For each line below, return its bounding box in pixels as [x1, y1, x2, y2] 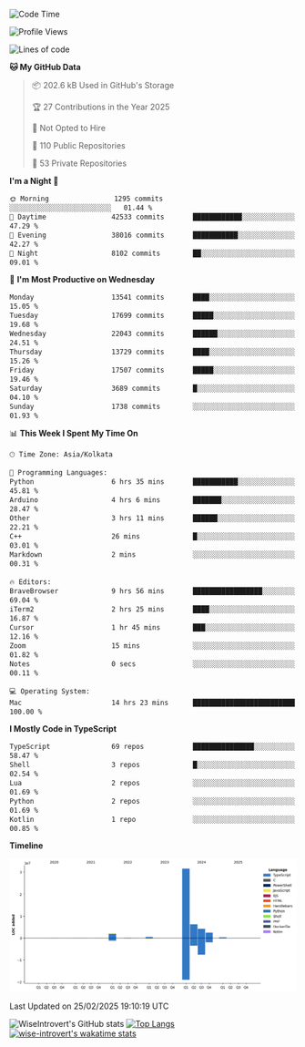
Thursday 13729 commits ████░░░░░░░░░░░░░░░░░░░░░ [9, 347, 296, 356]
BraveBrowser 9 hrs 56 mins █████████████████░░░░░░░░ [9, 587, 296, 596]
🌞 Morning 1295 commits [9, 194, 164, 203]
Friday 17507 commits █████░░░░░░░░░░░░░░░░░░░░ [9, 365, 296, 375]
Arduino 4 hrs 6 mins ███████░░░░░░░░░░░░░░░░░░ [9, 496, 296, 505]
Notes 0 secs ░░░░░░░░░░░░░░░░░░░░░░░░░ [9, 660, 296, 669]
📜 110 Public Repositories [31, 140, 126, 150]
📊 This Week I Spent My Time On [9, 428, 138, 438]
